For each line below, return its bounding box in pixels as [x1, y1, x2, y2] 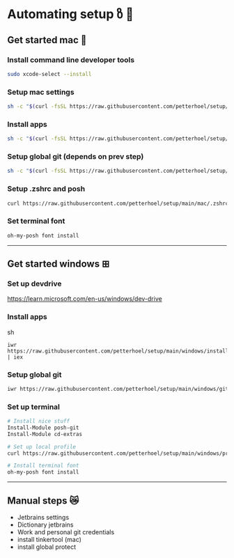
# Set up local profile [7, 443, 77, 450]
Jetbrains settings [17, 513, 70, 521]
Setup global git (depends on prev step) [7, 152, 144, 162]
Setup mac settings [7, 87, 75, 97]
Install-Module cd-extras [7, 431, 82, 437]
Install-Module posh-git [7, 424, 79, 431]
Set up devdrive [7, 279, 62, 288]
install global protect [17, 543, 77, 551]
